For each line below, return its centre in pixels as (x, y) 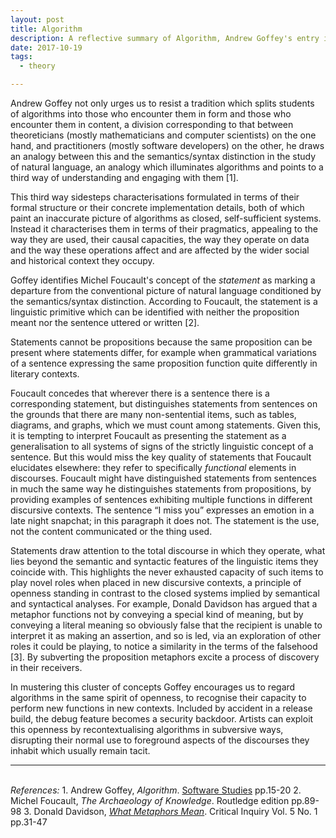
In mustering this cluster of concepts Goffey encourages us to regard (153, 687)
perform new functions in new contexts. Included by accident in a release (161, 708)
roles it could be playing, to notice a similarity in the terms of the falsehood (164, 646)
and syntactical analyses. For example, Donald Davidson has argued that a (164, 604)
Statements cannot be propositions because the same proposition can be (161, 342)
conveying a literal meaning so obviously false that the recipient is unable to (166, 625)
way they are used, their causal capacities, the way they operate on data (160, 239)
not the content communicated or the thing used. (111, 531)
